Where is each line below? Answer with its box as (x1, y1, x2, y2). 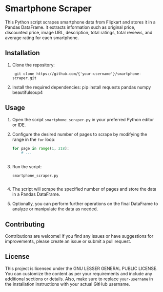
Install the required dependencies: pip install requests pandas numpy (12, 84, 151, 90)
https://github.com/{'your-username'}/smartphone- (36, 71, 142, 76)
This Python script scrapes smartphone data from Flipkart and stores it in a (5, 19, 156, 25)
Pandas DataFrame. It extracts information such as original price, (5, 24, 136, 30)
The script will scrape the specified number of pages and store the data (12, 186, 157, 192)
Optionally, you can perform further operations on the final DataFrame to (12, 201, 158, 207)
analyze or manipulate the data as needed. (12, 206, 98, 212)
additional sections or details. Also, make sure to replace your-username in (5, 276, 153, 282)
